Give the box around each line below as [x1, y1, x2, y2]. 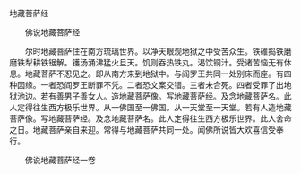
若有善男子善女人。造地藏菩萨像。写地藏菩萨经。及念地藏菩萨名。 [39, 91, 284, 101]
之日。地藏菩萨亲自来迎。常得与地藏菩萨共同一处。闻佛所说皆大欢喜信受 [9, 125, 276, 135]
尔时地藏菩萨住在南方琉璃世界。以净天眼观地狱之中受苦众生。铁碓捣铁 [24, 46, 284, 57]
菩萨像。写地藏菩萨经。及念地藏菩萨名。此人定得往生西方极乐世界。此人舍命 [9, 113, 292, 124]
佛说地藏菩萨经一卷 [24, 155, 96, 165]
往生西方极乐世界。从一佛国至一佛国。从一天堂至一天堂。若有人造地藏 [32, 102, 292, 112]
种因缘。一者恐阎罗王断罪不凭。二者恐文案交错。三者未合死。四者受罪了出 [9, 80, 284, 90]
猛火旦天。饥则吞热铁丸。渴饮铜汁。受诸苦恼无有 [102, 57, 284, 67]
